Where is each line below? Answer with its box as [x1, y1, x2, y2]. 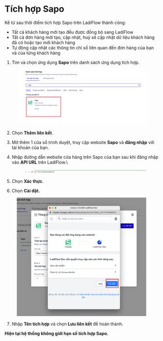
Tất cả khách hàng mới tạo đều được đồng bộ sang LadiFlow [11, 29, 134, 35]
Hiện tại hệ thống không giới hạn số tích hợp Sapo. [4, 330, 108, 336]
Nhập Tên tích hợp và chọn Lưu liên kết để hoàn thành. [11, 321, 123, 327]
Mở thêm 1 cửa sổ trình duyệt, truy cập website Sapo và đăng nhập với [11, 140, 155, 146]
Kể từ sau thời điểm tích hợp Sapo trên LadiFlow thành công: [4, 20, 126, 25]
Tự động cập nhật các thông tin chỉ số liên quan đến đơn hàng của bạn [11, 45, 154, 50]
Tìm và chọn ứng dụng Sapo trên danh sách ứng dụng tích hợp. [11, 59, 140, 65]
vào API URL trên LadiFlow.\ [11, 159, 68, 165]
